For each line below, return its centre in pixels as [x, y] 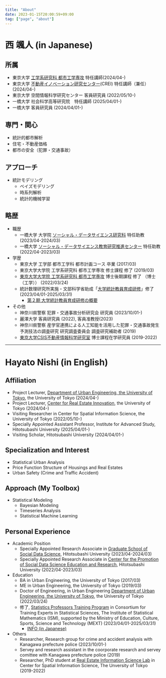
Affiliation [21, 380]
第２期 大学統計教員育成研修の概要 [62, 300]
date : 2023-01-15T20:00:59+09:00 [40, 14]
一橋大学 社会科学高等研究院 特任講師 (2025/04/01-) [67, 102]
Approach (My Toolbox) [42, 488]
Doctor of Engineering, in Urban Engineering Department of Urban [87, 591]
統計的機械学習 [35, 198]
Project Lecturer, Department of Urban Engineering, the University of [83, 393]
